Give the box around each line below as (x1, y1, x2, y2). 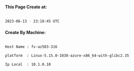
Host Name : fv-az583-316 (5, 44, 57, 50)
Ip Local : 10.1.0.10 (5, 62, 51, 67)
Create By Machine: (5, 29, 46, 35)
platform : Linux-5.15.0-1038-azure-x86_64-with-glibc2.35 (5, 53, 130, 58)
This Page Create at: (5, 4, 47, 10)
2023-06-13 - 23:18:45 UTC (5, 19, 60, 24)
